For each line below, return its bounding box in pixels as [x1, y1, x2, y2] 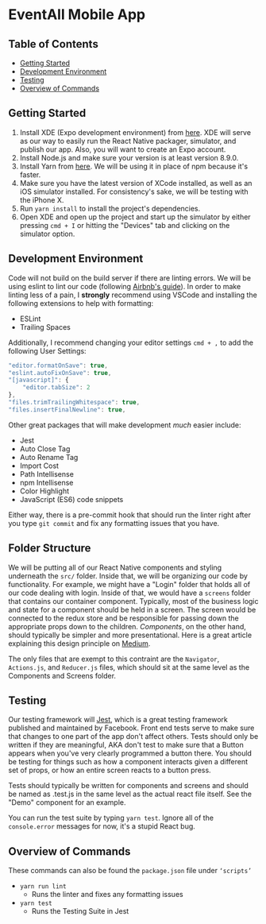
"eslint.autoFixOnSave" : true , [8, 369, 112, 377]
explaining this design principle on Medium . [8, 638, 151, 648]
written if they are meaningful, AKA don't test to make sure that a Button [8, 740, 244, 750]
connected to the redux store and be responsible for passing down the [8, 613, 240, 623]
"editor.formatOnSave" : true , [8, 361, 109, 369]
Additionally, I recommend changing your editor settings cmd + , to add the [8, 338, 254, 347]
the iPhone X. [19, 195, 64, 204]
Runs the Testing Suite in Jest [31, 907, 129, 916]
